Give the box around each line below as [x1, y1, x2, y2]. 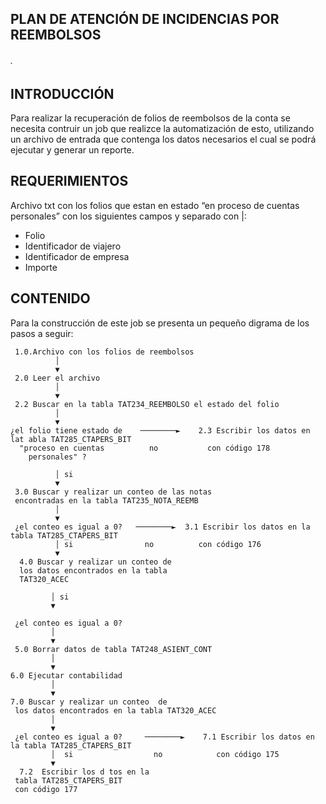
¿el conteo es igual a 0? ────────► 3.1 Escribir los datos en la [14, 522, 311, 532]
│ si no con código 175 [50, 749, 280, 759]
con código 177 [14, 784, 78, 794]
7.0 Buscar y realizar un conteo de [10, 697, 168, 707]
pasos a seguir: [10, 327, 74, 339]
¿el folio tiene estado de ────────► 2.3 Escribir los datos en [10, 425, 311, 436]
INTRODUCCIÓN [10, 85, 115, 102]
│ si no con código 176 [54, 539, 262, 549]
